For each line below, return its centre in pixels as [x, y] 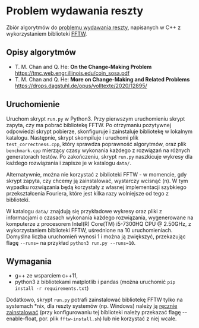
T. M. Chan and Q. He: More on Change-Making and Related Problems [102, 79]
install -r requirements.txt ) [52, 288]
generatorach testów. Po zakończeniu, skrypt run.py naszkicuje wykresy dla [99, 156]
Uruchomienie [33, 104]
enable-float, [22, 318]
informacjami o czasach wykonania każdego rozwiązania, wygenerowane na [100, 217]
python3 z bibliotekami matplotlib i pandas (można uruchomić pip [95, 282]
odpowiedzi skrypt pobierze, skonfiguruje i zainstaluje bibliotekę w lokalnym [99, 131]
